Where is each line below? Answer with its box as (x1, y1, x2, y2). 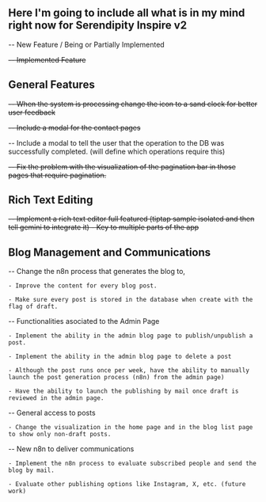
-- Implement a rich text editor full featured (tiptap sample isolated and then (8, 214, 255, 224)
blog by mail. (8, 466, 55, 474)
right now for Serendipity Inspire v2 (8, 19, 188, 32)
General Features (8, 78, 95, 92)
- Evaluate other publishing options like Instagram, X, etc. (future (8, 481, 246, 489)
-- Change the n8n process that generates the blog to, (8, 267, 186, 276)
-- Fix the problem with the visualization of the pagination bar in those (8, 162, 236, 171)
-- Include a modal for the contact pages (8, 123, 141, 132)
